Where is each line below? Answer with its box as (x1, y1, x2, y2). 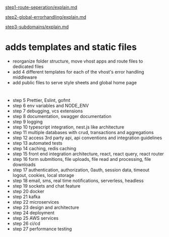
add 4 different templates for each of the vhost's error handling (12, 69, 145, 75)
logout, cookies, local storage (12, 172, 74, 179)
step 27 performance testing (12, 226, 72, 232)
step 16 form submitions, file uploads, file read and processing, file (12, 156, 151, 162)
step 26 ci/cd (12, 220, 40, 226)
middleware (12, 74, 37, 80)
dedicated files (12, 63, 44, 70)
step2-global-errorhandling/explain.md (5, 14, 87, 20)
